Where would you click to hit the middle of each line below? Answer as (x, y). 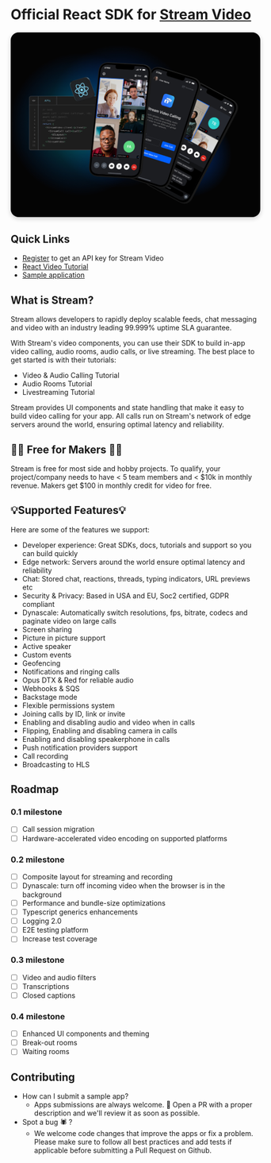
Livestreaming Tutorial (58, 392)
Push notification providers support (80, 748)
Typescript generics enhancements (80, 912)
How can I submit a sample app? (75, 1096)
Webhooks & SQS (51, 688)
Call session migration (58, 829)
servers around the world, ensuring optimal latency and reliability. (117, 425)
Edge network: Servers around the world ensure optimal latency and (134, 562)
